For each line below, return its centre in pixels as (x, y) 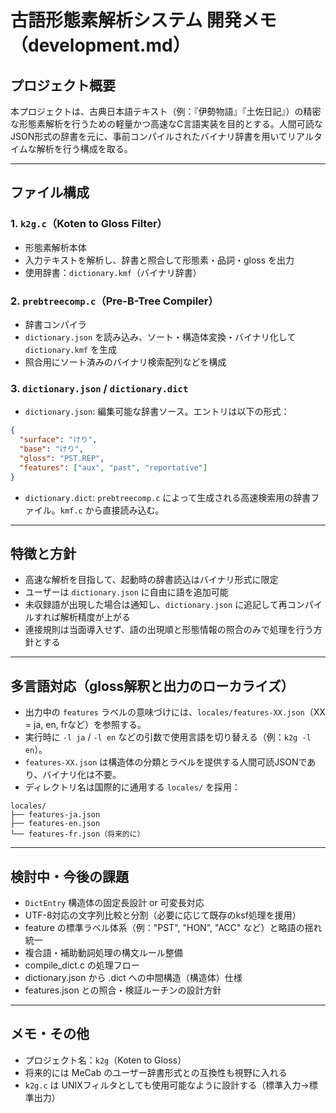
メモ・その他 (50, 1034)
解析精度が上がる (95, 617)
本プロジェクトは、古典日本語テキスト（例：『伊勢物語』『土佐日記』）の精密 (166, 111)
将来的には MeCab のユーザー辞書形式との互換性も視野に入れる (156, 1072)
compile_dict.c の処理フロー (82, 965)
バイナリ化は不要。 (82, 775)
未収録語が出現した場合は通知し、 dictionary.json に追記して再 (156, 605)
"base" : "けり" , (51, 449)
